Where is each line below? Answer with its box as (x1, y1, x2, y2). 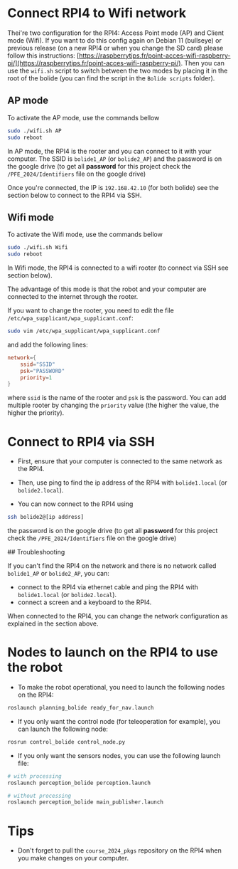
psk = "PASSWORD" (20, 367, 65, 374)
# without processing (7, 792, 72, 799)
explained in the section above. (7, 619, 99, 628)
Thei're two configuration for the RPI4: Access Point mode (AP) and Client (7, 28, 225, 37)
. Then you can (180, 58, 225, 67)
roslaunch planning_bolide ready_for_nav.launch (7, 705, 154, 712)
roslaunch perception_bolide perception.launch (7, 779, 151, 786)
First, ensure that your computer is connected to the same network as (17, 457, 222, 465)
